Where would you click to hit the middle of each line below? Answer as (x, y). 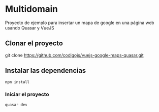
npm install (17, 82)
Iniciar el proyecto (27, 94)
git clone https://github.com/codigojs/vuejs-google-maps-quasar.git (74, 55)
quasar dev (16, 105)
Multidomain (32, 9)
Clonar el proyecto (34, 43)
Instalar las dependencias (46, 70)
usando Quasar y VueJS (30, 28)
